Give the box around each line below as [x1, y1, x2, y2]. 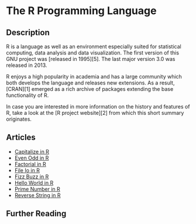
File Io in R [14, 167, 40, 174]
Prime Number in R [14, 185, 60, 192]
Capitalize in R [14, 148, 50, 155]
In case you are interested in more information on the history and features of [6, 103, 190, 110]
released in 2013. [6, 62, 47, 69]
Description [6, 28, 50, 38]
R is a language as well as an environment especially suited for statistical [6, 43, 181, 50]
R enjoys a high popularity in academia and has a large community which [6, 73, 183, 80]
